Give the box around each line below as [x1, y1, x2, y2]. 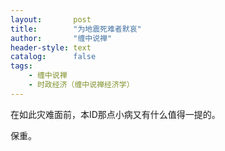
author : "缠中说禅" [10, 33, 113, 43]
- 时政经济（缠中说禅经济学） [28, 80, 135, 90]
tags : [10, 61, 33, 71]
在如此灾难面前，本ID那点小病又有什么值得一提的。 [10, 108, 221, 120]
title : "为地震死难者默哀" [10, 24, 142, 34]
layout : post [10, 14, 92, 25]
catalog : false [10, 52, 97, 62]
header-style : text [10, 42, 92, 53]
